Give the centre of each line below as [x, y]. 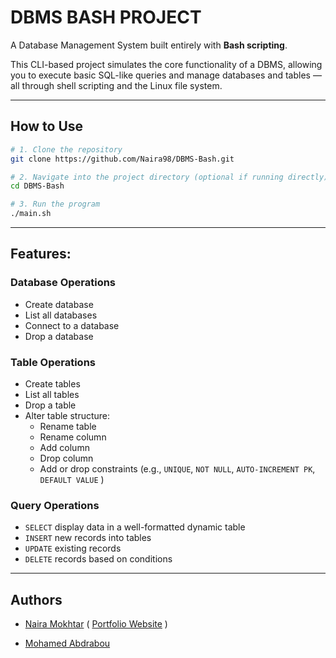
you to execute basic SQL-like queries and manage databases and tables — [166, 75]
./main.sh [31, 214]
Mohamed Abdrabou [67, 643]
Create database [59, 304]
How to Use [47, 126]
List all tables [52, 394]
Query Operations [55, 505]
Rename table [68, 426]
